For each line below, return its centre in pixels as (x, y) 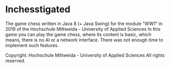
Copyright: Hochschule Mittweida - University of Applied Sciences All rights (85, 55)
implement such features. (32, 45)
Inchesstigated (38, 9)
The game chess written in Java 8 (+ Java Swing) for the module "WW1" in (84, 24)
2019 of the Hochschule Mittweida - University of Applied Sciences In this (83, 29)
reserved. (15, 60)
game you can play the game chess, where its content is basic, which (78, 34)
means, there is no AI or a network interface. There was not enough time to (84, 40)
